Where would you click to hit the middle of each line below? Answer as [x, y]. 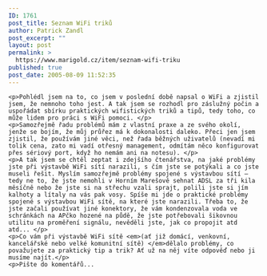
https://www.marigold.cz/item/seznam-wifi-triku [98, 61]
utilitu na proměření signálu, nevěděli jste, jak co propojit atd [123, 223]
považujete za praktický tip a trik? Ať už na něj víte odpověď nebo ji [132, 250]
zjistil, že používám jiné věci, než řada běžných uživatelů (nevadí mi [132, 139]
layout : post [30, 45]
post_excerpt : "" [37, 38]
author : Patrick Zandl [46, 30]
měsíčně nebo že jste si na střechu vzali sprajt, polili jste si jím [128, 187]
